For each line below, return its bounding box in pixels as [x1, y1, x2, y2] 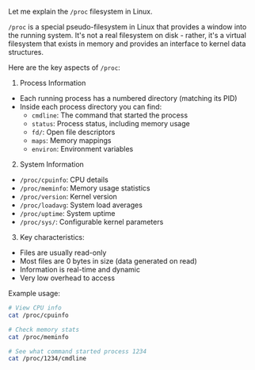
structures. [8, 48, 44, 56]
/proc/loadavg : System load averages [19, 200, 143, 210]
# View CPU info [8, 304, 62, 312]
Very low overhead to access [19, 273, 116, 283]
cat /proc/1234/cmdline [8, 355, 87, 363]
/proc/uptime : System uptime [19, 209, 116, 218]
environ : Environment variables [31, 145, 134, 153]
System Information [19, 160, 85, 169]
